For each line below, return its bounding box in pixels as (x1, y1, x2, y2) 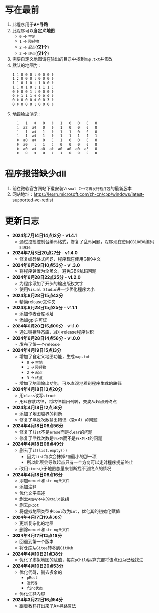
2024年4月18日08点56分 (12, 422, 64, 429)
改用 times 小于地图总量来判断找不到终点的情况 (19, 465, 112, 471)
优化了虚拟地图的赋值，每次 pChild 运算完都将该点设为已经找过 (19, 556, 143, 563)
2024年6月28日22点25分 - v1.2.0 (12, 274, 81, 280)
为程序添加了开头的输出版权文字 (19, 280, 84, 286)
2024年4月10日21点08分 (12, 551, 63, 556)
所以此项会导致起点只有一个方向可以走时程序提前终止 (26, 459, 134, 465)
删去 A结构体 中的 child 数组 (19, 496, 70, 502)
